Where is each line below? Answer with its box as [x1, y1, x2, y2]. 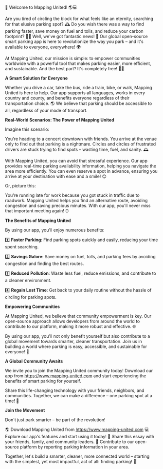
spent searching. [5, 244, 39, 249]
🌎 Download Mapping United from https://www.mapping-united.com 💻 [5, 427, 149, 432]
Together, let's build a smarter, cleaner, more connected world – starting [5, 453, 150, 459]
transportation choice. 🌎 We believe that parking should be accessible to [5, 101, 152, 106]
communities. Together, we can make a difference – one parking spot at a [5, 393, 152, 398]
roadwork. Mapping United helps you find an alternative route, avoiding [5, 198, 148, 203]
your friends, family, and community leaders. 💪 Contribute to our [5, 439, 134, 445]
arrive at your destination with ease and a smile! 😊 [5, 173, 107, 179]
